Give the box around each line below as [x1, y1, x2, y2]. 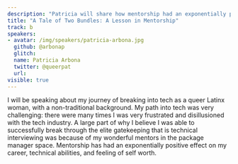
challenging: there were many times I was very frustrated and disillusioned [7, 111, 225, 119]
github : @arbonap [13, 43, 65, 50]
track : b [7, 23, 33, 31]
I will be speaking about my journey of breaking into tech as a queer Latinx [7, 96, 225, 104]
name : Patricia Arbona [13, 57, 81, 64]
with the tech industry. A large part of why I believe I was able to [7, 119, 195, 127]
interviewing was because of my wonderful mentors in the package [7, 133, 204, 142]
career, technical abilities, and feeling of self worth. [7, 148, 157, 157]
